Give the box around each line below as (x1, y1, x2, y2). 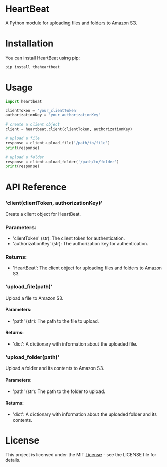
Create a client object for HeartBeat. (5, 211, 81, 217)
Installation (5, 38, 54, 50)
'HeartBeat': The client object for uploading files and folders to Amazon (12, 265, 162, 271)
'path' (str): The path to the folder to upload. (12, 388, 106, 395)
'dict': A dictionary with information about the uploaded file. (12, 341, 138, 347)
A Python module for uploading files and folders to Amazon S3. (5, 20, 137, 26)
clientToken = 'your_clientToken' (5, 108, 79, 113)
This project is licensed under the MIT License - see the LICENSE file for (5, 451, 156, 457)
